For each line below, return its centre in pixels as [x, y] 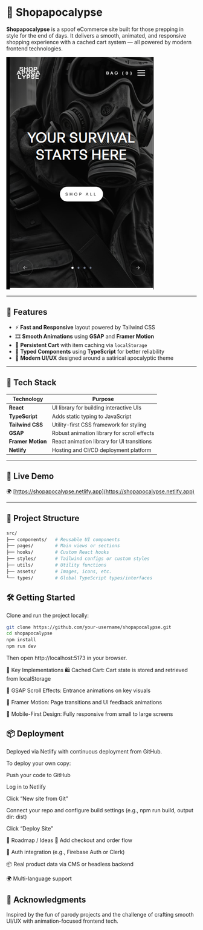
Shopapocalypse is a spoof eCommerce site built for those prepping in [95, 29]
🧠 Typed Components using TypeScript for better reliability [90, 351]
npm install [21, 640]
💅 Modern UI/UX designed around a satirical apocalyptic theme [94, 358]
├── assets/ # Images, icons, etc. [59, 571]
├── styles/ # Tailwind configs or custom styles [78, 559]
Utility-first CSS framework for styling [99, 425]
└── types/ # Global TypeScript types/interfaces [79, 578]
